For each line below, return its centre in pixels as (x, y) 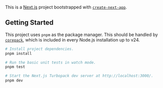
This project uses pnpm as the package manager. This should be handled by (81, 35)
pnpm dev (14, 81)
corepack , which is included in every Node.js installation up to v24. (72, 40)
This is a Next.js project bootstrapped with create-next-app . (66, 7)
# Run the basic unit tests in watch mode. (51, 62)
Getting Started (29, 22)
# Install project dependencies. (40, 49)
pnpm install (19, 53)
